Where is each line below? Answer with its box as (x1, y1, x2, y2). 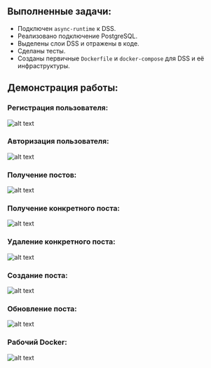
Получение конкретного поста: (7, 204, 121, 213)
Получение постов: (7, 170, 77, 180)
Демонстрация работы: (7, 82, 118, 94)
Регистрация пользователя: (7, 103, 109, 113)
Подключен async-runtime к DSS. (17, 24, 116, 32)
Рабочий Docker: (7, 337, 68, 347)
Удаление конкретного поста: (7, 237, 116, 247)
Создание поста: (7, 270, 68, 280)
